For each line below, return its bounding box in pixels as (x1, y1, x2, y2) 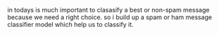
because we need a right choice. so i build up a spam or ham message (7, 13, 213, 21)
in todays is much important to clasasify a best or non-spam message (7, 6, 210, 14)
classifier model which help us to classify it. (7, 21, 134, 28)
